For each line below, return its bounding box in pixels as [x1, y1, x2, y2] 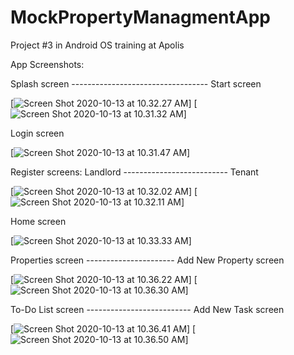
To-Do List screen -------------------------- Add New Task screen [10, 303, 285, 315]
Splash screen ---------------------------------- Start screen [10, 77, 262, 90]
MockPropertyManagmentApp [10, 6, 271, 29]
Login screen [10, 127, 65, 139]
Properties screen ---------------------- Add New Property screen [10, 254, 285, 266]
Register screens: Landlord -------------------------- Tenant [10, 166, 259, 178]
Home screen [10, 215, 67, 227]
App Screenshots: [10, 58, 85, 70]
